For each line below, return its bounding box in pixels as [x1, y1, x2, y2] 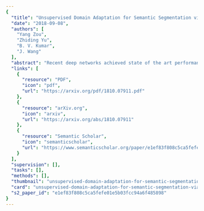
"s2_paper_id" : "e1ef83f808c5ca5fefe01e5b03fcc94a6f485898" [11, 190, 167, 196]
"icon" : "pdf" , [21, 83, 61, 89]
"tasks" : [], [11, 167, 44, 173]
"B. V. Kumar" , [16, 43, 55, 49]
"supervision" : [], [11, 162, 61, 168]
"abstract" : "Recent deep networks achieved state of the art [11, 60, 172, 66]
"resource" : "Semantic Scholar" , [21, 133, 107, 140]
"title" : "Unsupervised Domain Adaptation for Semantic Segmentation [11, 15, 191, 21]
